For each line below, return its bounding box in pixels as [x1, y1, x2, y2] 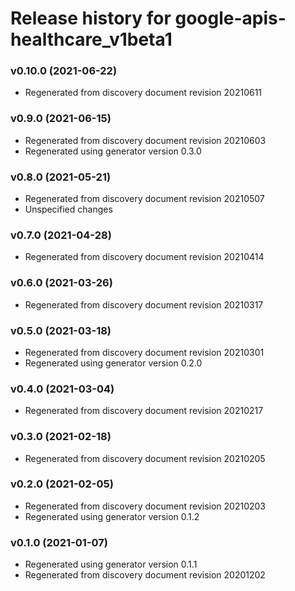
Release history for [10, 7, 172, 30]
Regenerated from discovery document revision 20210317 [24, 298, 264, 311]
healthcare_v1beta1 [10, 28, 173, 51]
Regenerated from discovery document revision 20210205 [24, 452, 266, 464]
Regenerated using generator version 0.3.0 [24, 145, 202, 157]
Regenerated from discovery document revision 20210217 [24, 405, 264, 417]
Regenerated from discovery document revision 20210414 [24, 251, 265, 263]
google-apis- [174, 7, 287, 30]
